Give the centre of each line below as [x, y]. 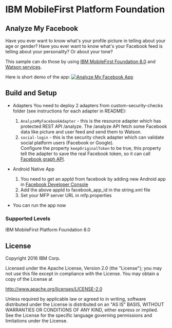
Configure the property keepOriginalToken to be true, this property [91, 148]
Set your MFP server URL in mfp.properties [66, 195]
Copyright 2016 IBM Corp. [33, 258]
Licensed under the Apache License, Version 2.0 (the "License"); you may [84, 268]
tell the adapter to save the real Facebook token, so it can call [85, 153]
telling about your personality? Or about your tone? [59, 52]
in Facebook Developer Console [54, 184]
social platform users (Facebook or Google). [67, 143]
